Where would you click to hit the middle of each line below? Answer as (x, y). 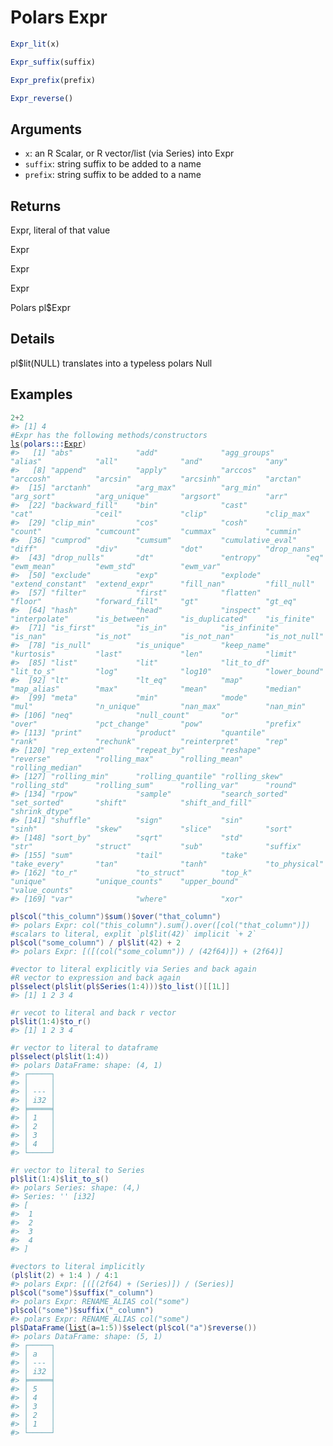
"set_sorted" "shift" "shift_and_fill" (131, 802)
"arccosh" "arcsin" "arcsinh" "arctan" (156, 479)
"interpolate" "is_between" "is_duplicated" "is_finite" (162, 619)
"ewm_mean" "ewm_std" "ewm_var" (116, 566)
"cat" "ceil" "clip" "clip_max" (160, 514)
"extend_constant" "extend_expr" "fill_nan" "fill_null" (162, 584)
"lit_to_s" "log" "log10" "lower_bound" (167, 671)
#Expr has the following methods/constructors (109, 435)
